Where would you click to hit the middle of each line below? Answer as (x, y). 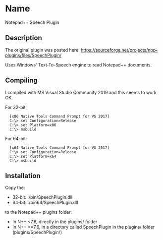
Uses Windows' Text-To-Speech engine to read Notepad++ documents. (79, 64)
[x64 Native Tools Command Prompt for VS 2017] (60, 148)
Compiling (22, 81)
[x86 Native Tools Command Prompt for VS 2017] (60, 116)
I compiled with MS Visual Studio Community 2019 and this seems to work (81, 92)
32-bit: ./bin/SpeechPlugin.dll (42, 197)
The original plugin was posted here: (43, 50)
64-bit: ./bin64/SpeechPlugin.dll (45, 203)
